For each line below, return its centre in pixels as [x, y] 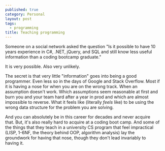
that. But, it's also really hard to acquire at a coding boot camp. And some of [82, 122]
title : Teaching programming [35, 32]
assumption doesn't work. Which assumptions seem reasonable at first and [82, 92]
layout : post [18, 19]
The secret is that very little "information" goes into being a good [71, 76]
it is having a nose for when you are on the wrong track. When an [71, 86]
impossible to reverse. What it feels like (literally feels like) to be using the [80, 102]
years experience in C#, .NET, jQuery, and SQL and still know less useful [79, 52]
